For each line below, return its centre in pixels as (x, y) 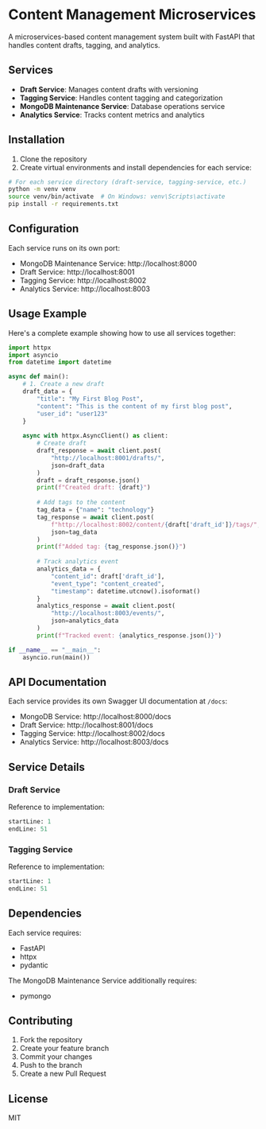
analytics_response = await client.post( (106, 606)
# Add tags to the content (81, 503)
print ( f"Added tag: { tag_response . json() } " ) (112, 547)
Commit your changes (56, 1057)
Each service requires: (45, 932)
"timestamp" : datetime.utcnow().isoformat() (125, 591)
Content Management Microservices (132, 15)
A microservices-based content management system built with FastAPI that (132, 37)
